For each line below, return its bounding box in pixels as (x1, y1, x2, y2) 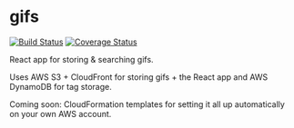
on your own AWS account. (9, 108, 112, 119)
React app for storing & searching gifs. (9, 54, 154, 64)
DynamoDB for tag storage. (9, 81, 112, 92)
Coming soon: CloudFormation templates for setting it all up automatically (9, 98, 285, 110)
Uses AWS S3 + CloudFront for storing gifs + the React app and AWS (9, 71, 269, 83)
